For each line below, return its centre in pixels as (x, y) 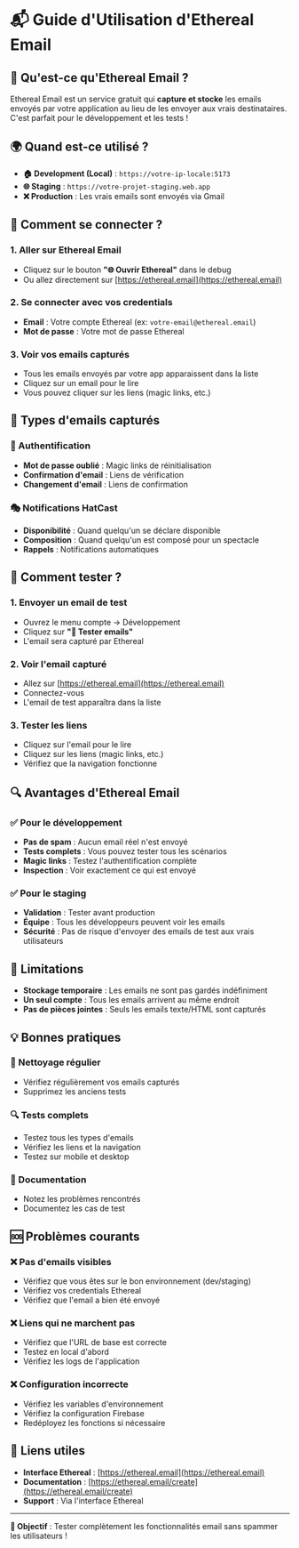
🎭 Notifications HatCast (64, 508)
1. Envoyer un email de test (69, 602)
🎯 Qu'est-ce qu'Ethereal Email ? (99, 78)
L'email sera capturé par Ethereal (83, 641)
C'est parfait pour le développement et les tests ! (99, 118)
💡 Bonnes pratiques (66, 1037)
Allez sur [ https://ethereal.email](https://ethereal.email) (123, 683)
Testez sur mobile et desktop (76, 1157)
